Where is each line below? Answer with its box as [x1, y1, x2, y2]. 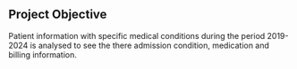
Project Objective [8, 7, 107, 22]
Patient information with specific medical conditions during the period [8, 30, 266, 41]
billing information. [8, 49, 78, 60]
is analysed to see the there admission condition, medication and [30, 40, 270, 50]
